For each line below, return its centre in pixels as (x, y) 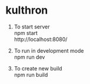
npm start (26, 33)
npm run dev (29, 57)
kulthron (27, 10)
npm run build (31, 75)
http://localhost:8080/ (41, 39)
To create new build (38, 68)
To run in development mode (49, 50)
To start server (32, 27)
